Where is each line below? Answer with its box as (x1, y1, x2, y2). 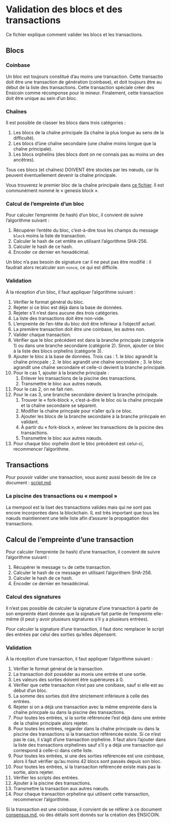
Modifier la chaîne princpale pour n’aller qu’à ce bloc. (20, 407, 133, 414)
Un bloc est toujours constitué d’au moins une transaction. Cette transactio (6, 73, 163, 79)
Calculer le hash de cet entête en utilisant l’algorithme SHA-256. (13, 238, 148, 244)
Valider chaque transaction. (13, 332, 71, 338)
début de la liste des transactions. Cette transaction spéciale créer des (6, 84, 155, 90)
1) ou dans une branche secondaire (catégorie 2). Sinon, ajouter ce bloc (13, 342, 164, 348)
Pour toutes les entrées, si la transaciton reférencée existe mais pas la (13, 764, 161, 770)
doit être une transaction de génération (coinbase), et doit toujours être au (6, 78, 162, 85)
